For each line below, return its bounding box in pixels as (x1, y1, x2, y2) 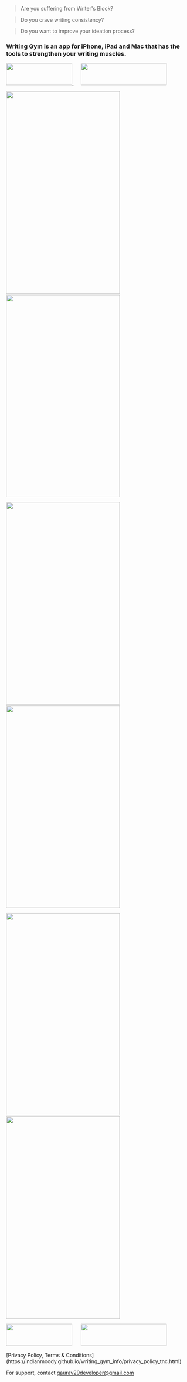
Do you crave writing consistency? (20, 16, 104, 23)
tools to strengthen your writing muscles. (6, 49, 127, 57)
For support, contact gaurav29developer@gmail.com (6, 1369, 134, 1377)
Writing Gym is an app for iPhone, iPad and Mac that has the (6, 42, 180, 50)
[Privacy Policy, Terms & (6, 1352, 65, 1359)
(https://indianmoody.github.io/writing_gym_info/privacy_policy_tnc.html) (6, 1358, 182, 1365)
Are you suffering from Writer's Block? (20, 5, 113, 12)
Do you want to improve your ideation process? (20, 28, 135, 35)
